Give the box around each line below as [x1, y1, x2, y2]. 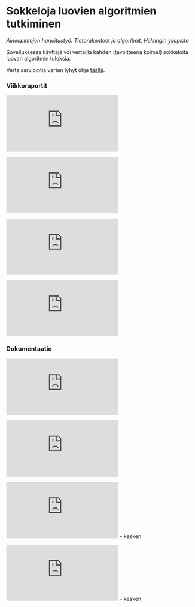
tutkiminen [6, 17, 62, 31]
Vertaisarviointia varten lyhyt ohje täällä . [6, 66, 105, 73]
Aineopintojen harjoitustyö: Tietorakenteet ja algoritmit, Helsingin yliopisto [6, 37, 190, 44]
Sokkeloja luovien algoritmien [6, 4, 157, 18]
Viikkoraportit [6, 81, 48, 89]
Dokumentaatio [6, 345, 52, 353]
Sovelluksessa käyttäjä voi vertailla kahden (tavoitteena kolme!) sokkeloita [6, 48, 188, 55]
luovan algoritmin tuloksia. [6, 55, 71, 62]
